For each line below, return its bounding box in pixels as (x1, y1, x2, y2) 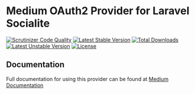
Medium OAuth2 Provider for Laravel (6, 4, 190, 18)
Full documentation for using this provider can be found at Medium (6, 75, 169, 82)
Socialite (6, 17, 50, 30)
